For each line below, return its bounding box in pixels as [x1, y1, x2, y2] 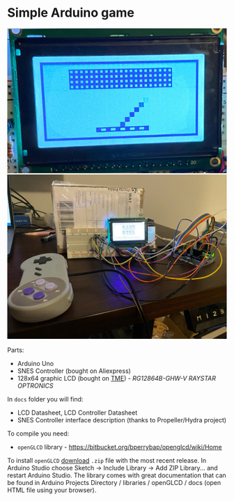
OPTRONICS [17, 381, 54, 390]
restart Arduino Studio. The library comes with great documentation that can [7, 471, 226, 479]
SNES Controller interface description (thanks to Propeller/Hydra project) [17, 416, 227, 424]
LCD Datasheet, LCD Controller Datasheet [17, 408, 138, 417]
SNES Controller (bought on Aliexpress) [17, 367, 131, 375]
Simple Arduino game [7, 5, 134, 21]
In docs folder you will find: [7, 395, 84, 404]
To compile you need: [7, 429, 70, 438]
